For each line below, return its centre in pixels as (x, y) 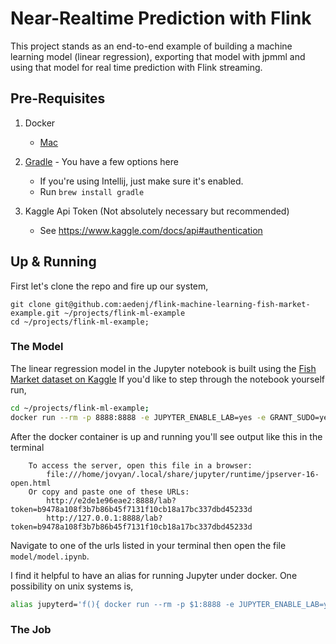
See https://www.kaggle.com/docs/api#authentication (151, 230)
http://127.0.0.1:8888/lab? (104, 518)
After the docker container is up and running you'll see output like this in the (166, 436)
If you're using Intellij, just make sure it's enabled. (141, 181)
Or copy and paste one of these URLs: (109, 492)
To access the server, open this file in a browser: (140, 465)
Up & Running (53, 262)
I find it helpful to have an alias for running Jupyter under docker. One (154, 575)
